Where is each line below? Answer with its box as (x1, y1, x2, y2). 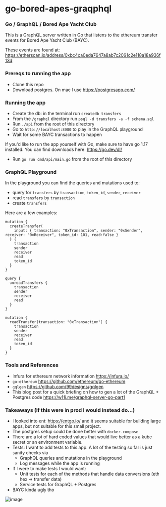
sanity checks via (12, 449, 48, 456)
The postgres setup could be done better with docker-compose (12, 428, 139, 434)
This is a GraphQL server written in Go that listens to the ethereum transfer (5, 32, 158, 38)
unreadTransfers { (9, 280, 48, 285)
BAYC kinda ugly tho (12, 487, 55, 493)
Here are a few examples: (5, 210, 57, 216)
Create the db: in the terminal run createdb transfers (12, 111, 121, 117)
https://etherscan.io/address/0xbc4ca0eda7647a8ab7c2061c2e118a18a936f (5, 52, 161, 58)
